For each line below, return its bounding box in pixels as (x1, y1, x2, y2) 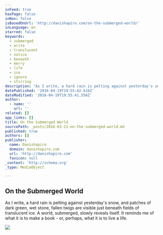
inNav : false (5, 16, 32, 21)
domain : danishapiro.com (9, 147, 60, 152)
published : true (5, 129, 38, 134)
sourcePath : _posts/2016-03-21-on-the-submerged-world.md (5, 124, 125, 129)
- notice (9, 52, 27, 57)
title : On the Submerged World (5, 120, 68, 125)
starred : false (5, 30, 36, 34)
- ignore (9, 75, 27, 79)
